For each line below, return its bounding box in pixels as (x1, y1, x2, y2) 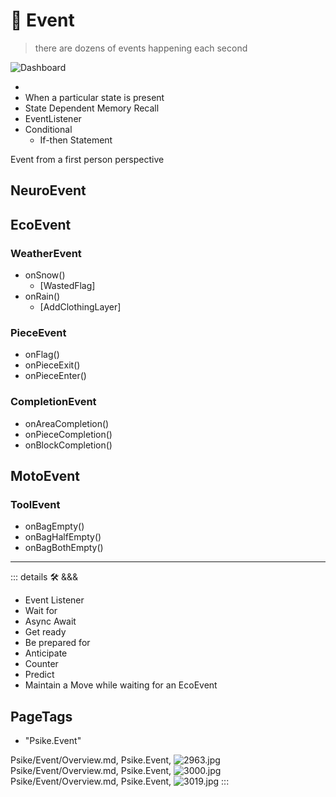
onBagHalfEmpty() (24, 531, 102, 543)
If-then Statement (39, 134, 113, 146)
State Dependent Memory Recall (24, 102, 160, 114)
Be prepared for (24, 637, 91, 649)
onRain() (24, 290, 61, 303)
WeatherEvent (10, 246, 82, 260)
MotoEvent (10, 468, 81, 484)
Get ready (24, 626, 67, 638)
